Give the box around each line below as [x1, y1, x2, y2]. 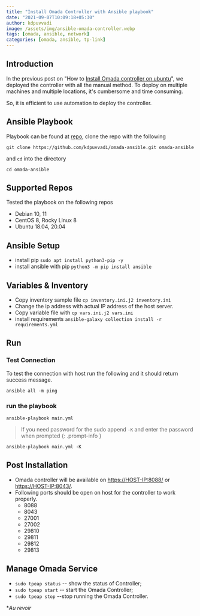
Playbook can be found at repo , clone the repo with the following [6, 133, 166, 140]
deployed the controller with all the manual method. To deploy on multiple [6, 81, 187, 88]
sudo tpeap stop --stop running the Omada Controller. [14, 593, 149, 600]
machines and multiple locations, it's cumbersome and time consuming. [6, 88, 184, 95]
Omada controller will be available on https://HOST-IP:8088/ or [14, 476, 170, 483]
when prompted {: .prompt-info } [20, 432, 102, 439]
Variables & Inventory [6, 280, 89, 290]
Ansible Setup [6, 240, 60, 251]
